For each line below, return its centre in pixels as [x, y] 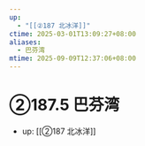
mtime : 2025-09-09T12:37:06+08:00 [73, 58]
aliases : [25, 42]
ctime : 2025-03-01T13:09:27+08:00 [73, 34]
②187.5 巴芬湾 [65, 105]
